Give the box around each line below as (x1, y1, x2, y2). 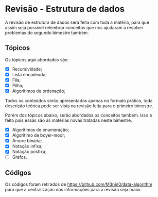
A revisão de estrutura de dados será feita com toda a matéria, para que (5, 19, 150, 25)
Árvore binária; (12, 138, 42, 144)
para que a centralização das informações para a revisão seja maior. (5, 187, 142, 193)
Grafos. (12, 154, 27, 160)
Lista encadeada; (12, 71, 47, 77)
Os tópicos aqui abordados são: (5, 57, 69, 63)
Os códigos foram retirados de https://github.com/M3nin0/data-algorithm (5, 181, 153, 187)
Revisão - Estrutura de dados (5, 3, 125, 15)
